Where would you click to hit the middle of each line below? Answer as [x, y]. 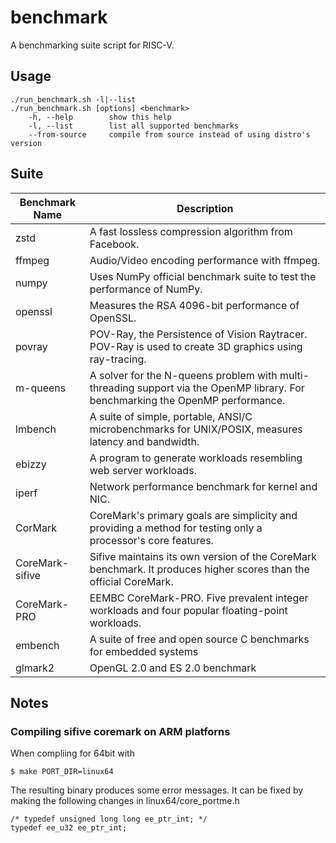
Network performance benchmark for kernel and [203, 486]
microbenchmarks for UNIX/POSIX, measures [196, 429]
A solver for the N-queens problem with [183, 375]
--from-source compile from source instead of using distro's [169, 134]
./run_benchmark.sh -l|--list [73, 99]
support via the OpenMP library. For [220, 388]
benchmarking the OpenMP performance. [187, 400]
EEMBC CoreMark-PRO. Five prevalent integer [199, 598]
